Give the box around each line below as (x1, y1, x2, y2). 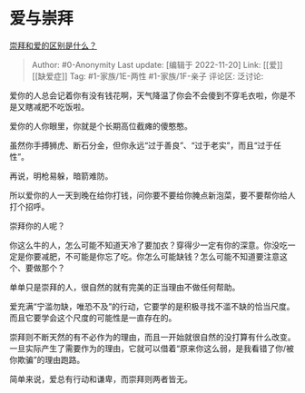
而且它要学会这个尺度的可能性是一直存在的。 (9, 312, 177, 323)
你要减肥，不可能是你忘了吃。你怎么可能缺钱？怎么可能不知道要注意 (25, 251, 280, 261)
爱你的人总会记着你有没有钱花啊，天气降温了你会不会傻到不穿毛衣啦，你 (9, 90, 280, 101)
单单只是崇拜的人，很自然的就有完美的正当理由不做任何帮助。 (9, 281, 241, 292)
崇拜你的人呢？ (9, 220, 65, 231)
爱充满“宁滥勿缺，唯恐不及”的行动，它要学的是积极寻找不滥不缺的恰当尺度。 (9, 300, 295, 311)
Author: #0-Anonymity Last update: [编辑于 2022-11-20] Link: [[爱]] (31, 59, 283, 70)
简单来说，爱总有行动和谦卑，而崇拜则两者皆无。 (9, 373, 192, 384)
